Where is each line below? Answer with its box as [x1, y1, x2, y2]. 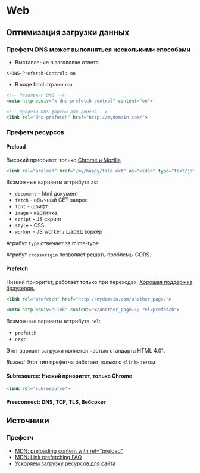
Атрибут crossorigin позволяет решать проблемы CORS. [6, 251, 152, 258]
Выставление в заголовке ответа [14, 58, 99, 66]
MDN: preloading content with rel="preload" [14, 447, 124, 454]
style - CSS [14, 222, 45, 229]
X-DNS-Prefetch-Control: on [6, 70, 76, 76]
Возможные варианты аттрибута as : [6, 178, 98, 186]
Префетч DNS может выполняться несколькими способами [6, 45, 191, 54]
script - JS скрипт [14, 215, 62, 222]
